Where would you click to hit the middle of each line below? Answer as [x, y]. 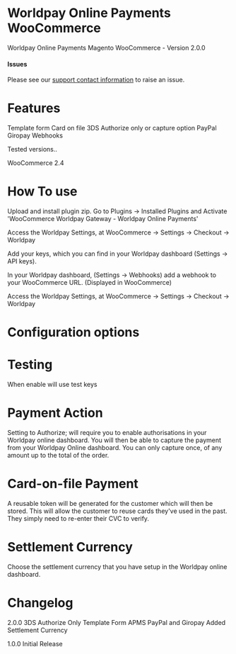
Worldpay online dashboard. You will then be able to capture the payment [114, 440]
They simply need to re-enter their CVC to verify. [78, 519]
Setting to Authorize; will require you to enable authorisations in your [107, 433]
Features [34, 108]
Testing [30, 365]
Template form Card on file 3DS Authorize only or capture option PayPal [112, 128]
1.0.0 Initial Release [35, 643]
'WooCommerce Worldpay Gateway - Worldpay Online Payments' [103, 219]
